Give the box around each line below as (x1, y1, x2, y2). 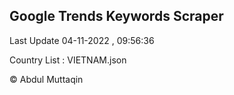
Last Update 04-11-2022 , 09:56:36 (9, 34, 155, 46)
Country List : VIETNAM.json (9, 54, 127, 66)
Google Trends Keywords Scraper (9, 8, 224, 25)
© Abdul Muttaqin (9, 73, 84, 85)
